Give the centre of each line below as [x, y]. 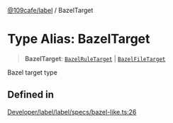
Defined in [31, 95]
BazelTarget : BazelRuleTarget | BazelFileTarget [95, 58]
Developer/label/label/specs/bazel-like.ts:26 [72, 112]
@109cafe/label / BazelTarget [50, 10]
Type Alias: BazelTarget [79, 39]
